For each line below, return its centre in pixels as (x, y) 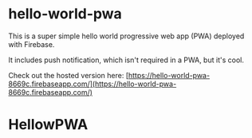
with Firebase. (31, 44)
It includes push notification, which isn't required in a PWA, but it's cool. (126, 60)
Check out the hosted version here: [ (69, 75)
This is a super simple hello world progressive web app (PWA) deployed (126, 36)
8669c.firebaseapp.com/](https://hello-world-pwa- (93, 84)
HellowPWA (48, 125)
